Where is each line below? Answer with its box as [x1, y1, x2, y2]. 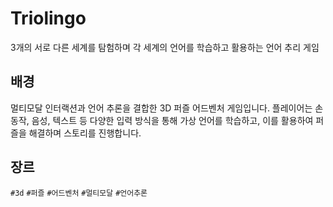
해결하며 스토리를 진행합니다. [28, 127, 142, 139]
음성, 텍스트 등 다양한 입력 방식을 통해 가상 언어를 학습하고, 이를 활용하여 [31, 114, 314, 126]
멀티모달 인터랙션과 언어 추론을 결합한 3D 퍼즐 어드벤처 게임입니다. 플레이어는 [10, 102, 313, 114]
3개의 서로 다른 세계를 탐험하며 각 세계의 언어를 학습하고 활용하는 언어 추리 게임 [10, 41, 320, 53]
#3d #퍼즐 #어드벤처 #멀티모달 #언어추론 [10, 188, 148, 198]
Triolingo [10, 7, 87, 30]
